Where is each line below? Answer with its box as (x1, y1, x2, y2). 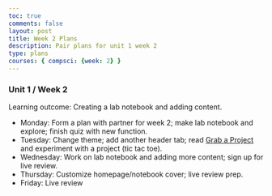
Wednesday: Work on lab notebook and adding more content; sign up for (19, 152, 264, 162)
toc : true (8, 11, 42, 20)
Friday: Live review (19, 178, 83, 188)
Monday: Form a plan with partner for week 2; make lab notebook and (19, 118, 253, 128)
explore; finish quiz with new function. (19, 126, 148, 136)
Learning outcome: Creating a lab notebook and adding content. (8, 102, 223, 112)
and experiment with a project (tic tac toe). (19, 143, 163, 154)
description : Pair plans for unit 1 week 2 (8, 42, 158, 50)
